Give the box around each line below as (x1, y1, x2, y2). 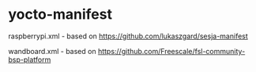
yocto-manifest (8, 5, 113, 23)
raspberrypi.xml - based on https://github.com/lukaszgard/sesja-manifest (8, 31, 249, 41)
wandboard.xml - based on (8, 46, 96, 56)
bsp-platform (8, 55, 51, 64)
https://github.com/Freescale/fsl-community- (97, 46, 246, 56)
